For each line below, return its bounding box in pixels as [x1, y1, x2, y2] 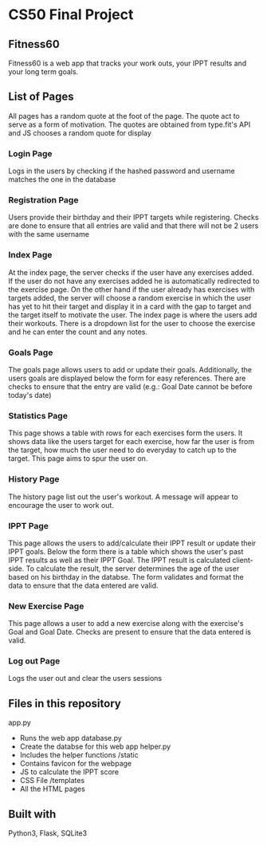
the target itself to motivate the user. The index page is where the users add [8, 309, 257, 320]
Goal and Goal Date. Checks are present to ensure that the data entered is [8, 628, 251, 637]
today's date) [8, 391, 52, 399]
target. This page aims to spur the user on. [8, 454, 148, 463]
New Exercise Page [8, 600, 84, 612]
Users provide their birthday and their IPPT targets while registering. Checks [8, 213, 259, 222]
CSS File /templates [19, 776, 85, 785]
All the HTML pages [19, 784, 85, 794]
